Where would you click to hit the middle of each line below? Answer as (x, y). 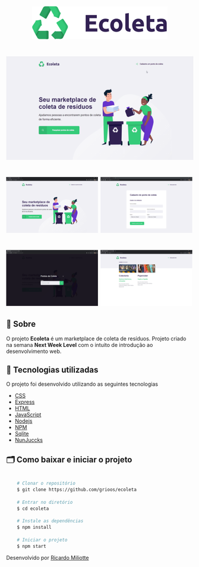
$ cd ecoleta (33, 509)
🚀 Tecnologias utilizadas (52, 370)
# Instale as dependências (50, 521)
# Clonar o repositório (46, 484)
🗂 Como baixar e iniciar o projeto (69, 459)
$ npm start (31, 546)
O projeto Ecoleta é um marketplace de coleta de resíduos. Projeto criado (96, 338)
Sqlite (22, 434)
